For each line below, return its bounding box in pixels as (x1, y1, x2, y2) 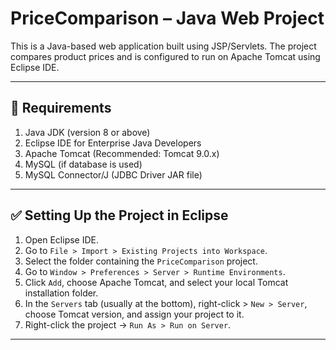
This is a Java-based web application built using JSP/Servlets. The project (10, 40, 317, 52)
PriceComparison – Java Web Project (10, 7, 325, 30)
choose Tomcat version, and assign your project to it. (24, 308, 245, 320)
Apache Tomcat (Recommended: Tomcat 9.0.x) (24, 147, 220, 159)
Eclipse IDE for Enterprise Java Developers (24, 137, 202, 149)
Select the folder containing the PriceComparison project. (24, 255, 258, 267)
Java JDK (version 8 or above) (24, 126, 151, 138)
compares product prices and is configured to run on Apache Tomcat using (10, 50, 321, 62)
